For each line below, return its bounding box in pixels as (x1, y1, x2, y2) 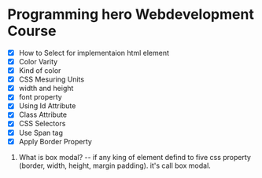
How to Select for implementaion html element (18, 48, 170, 57)
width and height (18, 84, 74, 93)
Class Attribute (18, 110, 68, 119)
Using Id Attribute (18, 101, 76, 111)
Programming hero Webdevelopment (7, 5, 255, 24)
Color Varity (18, 57, 58, 66)
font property (18, 93, 62, 102)
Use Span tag (18, 128, 64, 137)
